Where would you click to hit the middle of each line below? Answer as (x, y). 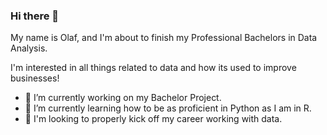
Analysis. (29, 48)
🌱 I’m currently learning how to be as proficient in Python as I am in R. (168, 108)
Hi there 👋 (35, 16)
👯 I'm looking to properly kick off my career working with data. (153, 119)
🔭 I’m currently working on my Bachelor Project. (123, 98)
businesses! (35, 78)
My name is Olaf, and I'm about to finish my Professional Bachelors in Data (164, 38)
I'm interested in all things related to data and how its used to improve (153, 68)
